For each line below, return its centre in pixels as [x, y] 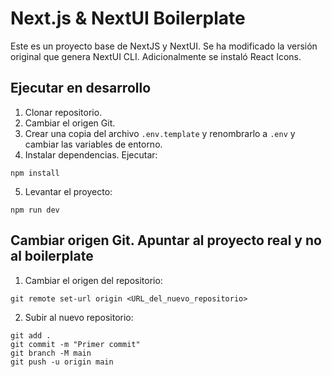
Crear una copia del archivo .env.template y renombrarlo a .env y [160, 133]
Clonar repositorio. [63, 112]
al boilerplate [52, 256]
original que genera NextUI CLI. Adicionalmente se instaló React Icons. [156, 56]
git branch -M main [51, 353]
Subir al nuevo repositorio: [79, 317]
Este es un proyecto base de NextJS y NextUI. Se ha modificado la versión [164, 46]
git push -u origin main [62, 362]
